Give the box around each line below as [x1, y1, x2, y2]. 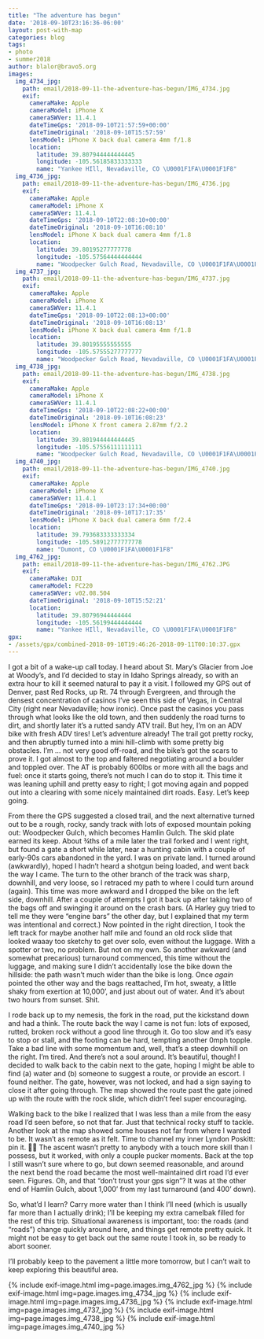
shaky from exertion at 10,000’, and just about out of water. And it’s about [8, 987, 245, 996]
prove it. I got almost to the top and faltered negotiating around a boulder [8, 754, 244, 763]
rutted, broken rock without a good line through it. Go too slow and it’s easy [8, 1027, 252, 1036]
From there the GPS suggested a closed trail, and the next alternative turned [8, 811, 255, 821]
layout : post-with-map [8, 26, 82, 34]
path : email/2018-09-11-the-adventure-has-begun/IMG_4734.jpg [22, 84, 230, 93]
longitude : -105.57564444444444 [36, 253, 143, 260]
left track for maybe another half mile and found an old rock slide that [8, 928, 233, 937]
